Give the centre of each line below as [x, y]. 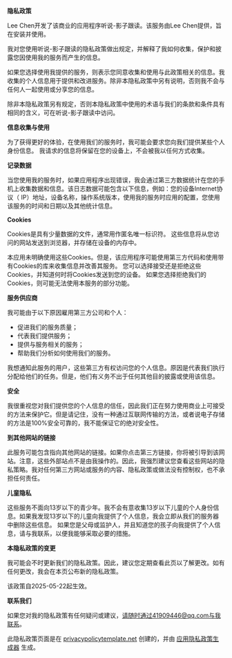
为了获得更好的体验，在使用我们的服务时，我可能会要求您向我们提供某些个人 [116, 142]
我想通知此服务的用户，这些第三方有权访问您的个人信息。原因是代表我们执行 [116, 368]
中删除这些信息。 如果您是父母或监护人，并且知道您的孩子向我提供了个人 [111, 525]
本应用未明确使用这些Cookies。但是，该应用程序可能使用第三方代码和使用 [113, 257]
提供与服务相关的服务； [50, 344]
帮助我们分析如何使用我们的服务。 [66, 353]
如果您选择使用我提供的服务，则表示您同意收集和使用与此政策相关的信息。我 [116, 72]
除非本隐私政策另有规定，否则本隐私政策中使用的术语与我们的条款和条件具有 [116, 104]
